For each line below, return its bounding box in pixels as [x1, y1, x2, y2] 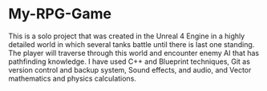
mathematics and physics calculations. [8, 73, 136, 83]
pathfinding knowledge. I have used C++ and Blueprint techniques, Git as [8, 57, 251, 66]
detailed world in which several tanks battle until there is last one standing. [8, 39, 255, 49]
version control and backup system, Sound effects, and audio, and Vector [8, 65, 252, 74]
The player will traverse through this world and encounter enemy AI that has [8, 48, 259, 57]
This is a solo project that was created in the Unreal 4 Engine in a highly [8, 31, 245, 41]
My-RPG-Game [8, 5, 112, 23]
